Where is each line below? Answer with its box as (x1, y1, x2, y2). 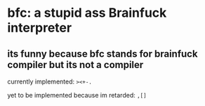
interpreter (7, 20, 72, 36)
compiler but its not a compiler (7, 58, 144, 71)
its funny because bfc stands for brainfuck (7, 48, 198, 60)
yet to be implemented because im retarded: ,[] (7, 91, 147, 99)
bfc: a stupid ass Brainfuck (7, 5, 167, 21)
